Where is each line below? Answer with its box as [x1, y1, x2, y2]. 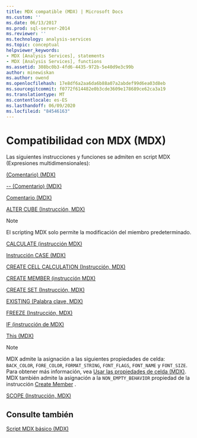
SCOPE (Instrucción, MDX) [6, 392, 71, 399]
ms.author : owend [6, 75, 49, 81]
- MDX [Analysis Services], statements [6, 53, 105, 59]
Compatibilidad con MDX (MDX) [6, 134, 166, 147]
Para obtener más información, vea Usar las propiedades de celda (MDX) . [6, 368, 187, 375]
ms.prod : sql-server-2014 [6, 25, 70, 31]
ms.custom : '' [6, 14, 42, 20]
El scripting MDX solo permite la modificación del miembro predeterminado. [6, 229, 192, 236]
